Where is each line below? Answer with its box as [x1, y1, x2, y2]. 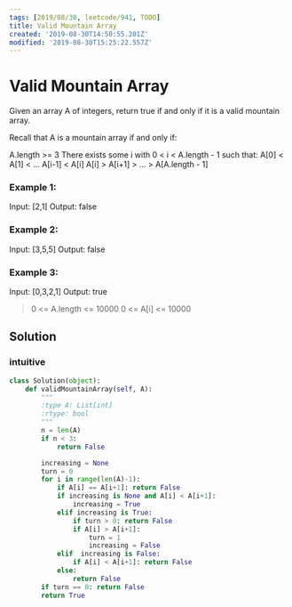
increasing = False [88, 541, 162, 550]
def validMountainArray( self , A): [25, 384, 153, 393]
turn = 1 [88, 533, 122, 542]
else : [56, 566, 77, 575]
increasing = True [72, 500, 141, 509]
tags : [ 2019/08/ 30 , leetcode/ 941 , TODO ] [9, 12, 162, 22]
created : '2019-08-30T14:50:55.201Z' [9, 29, 149, 38]
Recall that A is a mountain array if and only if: [9, 133, 178, 143]
